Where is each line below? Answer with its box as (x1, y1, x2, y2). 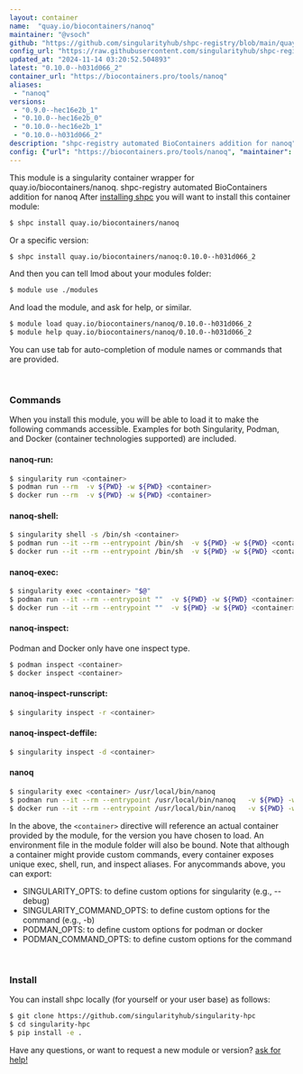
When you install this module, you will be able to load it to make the (9, 414, 260, 425)
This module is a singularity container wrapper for (9, 172, 195, 183)
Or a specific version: (9, 234, 89, 245)
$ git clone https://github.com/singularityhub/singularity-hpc (9, 1012, 256, 1021)
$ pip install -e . (9, 1028, 83, 1037)
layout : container (9, 13, 78, 23)
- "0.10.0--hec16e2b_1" (13, 123, 103, 132)
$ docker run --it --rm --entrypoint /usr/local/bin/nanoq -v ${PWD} (9, 803, 284, 812)
